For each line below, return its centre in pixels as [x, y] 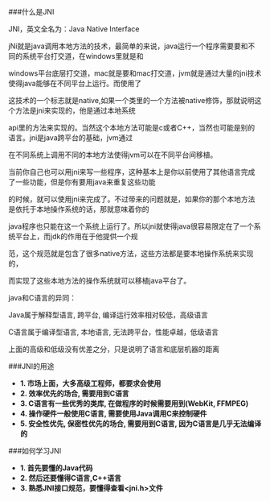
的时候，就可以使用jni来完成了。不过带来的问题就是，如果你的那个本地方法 [132, 199]
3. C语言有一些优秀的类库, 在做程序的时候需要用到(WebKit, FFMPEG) [134, 404]
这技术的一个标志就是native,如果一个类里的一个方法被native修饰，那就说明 [131, 100]
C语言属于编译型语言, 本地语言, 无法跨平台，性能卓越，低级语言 [114, 332]
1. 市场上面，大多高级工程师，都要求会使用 [90, 383]
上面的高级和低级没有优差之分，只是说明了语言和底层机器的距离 [114, 349]
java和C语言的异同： [42, 298]
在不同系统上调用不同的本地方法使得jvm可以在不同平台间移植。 [113, 155]
